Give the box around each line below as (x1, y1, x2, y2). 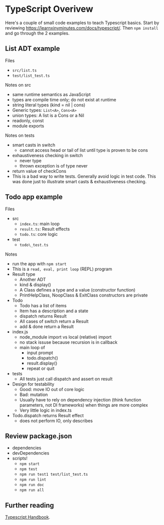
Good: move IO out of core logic (19, 386, 84, 392)
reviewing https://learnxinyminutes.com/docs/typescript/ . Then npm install (5, 25, 159, 31)
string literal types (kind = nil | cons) (12, 102, 85, 108)
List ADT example (5, 44, 60, 53)
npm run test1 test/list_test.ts (19, 472, 88, 477)
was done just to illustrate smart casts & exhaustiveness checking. (12, 178, 147, 184)
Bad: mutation (19, 392, 48, 397)
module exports (12, 123, 44, 129)
